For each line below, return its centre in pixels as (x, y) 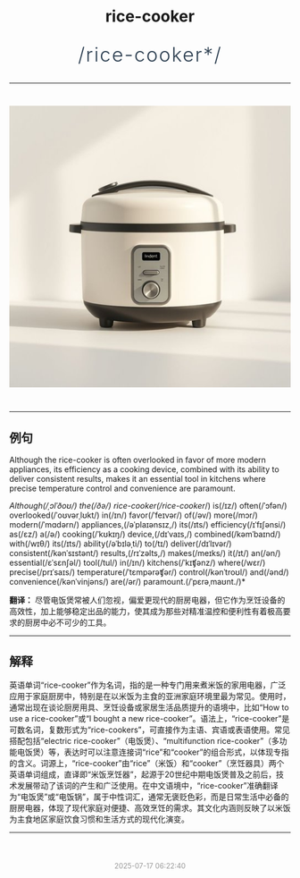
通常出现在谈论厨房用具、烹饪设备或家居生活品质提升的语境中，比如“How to (149, 707)
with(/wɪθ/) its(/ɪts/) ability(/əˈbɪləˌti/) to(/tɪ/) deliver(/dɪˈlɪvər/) (121, 544)
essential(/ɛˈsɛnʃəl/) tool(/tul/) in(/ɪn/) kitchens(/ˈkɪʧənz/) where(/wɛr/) (137, 562)
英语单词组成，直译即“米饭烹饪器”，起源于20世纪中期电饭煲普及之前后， (143, 774)
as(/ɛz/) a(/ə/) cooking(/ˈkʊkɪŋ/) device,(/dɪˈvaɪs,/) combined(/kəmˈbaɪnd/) (145, 534)
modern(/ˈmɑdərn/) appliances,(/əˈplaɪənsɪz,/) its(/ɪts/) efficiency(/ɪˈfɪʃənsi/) (148, 524)
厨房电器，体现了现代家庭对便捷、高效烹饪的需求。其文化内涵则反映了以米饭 (150, 807)
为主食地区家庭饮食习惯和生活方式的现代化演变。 (99, 819)
